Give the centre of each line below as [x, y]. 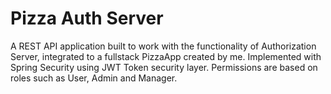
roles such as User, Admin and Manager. [94, 78]
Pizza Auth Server [87, 18]
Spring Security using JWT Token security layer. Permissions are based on [164, 67]
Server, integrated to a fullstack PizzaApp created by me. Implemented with [166, 56]
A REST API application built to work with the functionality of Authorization [163, 46]
